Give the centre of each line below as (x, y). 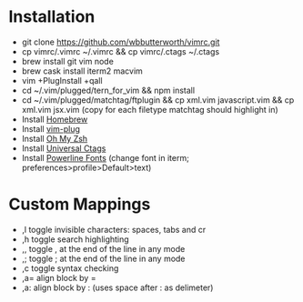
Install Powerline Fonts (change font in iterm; (106, 157)
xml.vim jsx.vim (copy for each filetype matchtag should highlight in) (150, 109)
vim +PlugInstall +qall (62, 80)
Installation (52, 17)
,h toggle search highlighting (75, 239)
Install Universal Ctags (64, 148)
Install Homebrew (55, 119)
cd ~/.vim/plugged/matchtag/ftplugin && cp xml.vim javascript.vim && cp (158, 100)
